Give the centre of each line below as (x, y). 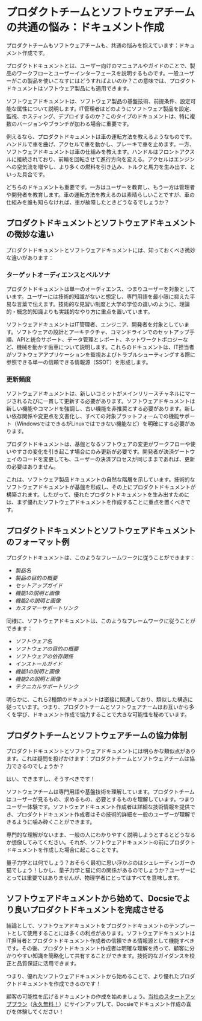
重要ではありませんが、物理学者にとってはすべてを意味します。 (105, 877)
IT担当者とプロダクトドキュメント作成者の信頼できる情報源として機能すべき (101, 940)
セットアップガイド (39, 585)
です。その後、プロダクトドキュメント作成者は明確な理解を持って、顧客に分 (101, 948)
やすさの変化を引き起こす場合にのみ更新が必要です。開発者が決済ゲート (101, 452)
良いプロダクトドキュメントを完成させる (89, 910)
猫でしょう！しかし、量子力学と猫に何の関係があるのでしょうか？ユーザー (98, 870)
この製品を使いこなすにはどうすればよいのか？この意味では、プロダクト (106, 81)
